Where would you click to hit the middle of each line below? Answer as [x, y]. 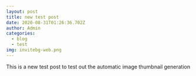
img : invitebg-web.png [34, 50]
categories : [21, 34]
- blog [19, 39]
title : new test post [33, 17]
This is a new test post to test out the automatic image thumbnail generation [98, 67]
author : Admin [24, 28]
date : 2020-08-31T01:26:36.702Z [46, 22]
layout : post [22, 11]
